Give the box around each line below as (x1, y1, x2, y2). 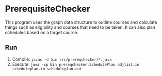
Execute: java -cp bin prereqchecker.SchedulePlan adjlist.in (12, 61, 140, 67)
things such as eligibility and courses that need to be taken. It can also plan (5, 24, 156, 30)
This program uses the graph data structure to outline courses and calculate (5, 19, 158, 25)
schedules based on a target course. (5, 29, 79, 35)
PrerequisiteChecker (5, 3, 91, 14)
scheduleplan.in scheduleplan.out (12, 66, 82, 71)
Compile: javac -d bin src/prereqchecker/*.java (12, 56, 112, 62)
